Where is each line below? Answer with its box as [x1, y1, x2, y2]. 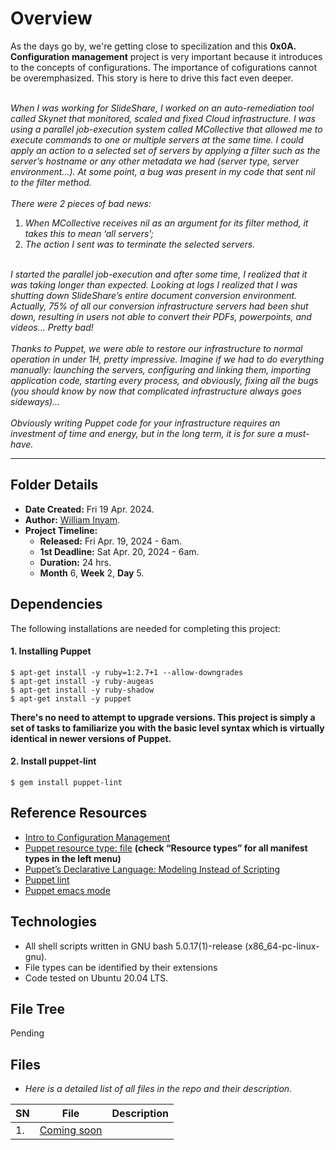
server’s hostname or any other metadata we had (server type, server [10, 155, 300, 167]
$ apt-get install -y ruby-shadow [10, 685, 155, 695]
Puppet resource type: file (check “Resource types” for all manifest [24, 842, 308, 854]
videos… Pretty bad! [10, 321, 94, 333]
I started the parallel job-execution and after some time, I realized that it [10, 268, 308, 280]
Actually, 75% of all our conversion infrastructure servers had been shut [10, 300, 309, 312]
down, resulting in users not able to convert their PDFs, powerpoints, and [10, 310, 312, 322]
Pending [10, 1027, 45, 1039]
